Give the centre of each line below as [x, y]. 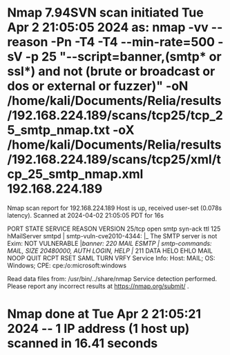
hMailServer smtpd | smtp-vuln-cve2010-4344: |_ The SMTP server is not [112, 236]
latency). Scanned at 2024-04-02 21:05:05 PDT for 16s [86, 215]
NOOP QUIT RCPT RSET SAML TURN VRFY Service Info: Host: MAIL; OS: [111, 258]
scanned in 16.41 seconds [83, 344]
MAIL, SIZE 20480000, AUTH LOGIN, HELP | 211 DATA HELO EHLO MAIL [110, 251]
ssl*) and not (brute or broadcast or [111, 71]
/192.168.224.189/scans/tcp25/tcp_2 [115, 116]
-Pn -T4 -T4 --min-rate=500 [133, 42]
